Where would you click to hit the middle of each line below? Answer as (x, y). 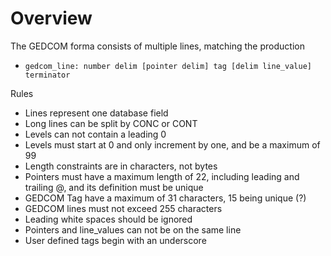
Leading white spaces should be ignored (108, 219)
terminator (47, 75)
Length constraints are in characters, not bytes (121, 166)
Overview (51, 18)
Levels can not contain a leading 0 (95, 134)
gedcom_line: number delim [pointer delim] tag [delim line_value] (168, 66)
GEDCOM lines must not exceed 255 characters (123, 208)
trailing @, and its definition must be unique (114, 187)
